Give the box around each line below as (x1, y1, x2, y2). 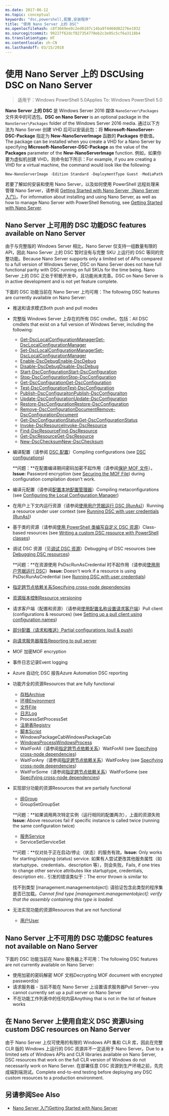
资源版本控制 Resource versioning (12, 595, 82, 601)
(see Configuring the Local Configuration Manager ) (12, 492, 119, 498)
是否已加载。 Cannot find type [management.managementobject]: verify (12, 891, 162, 897)
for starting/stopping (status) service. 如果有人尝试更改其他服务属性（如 (12, 856, 162, 862)
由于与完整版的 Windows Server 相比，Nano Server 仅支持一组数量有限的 (5, 243, 157, 249)
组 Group (20, 796, 38, 802)
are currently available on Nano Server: (5, 295, 87, 301)
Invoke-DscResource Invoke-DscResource (20, 422, 107, 428)
